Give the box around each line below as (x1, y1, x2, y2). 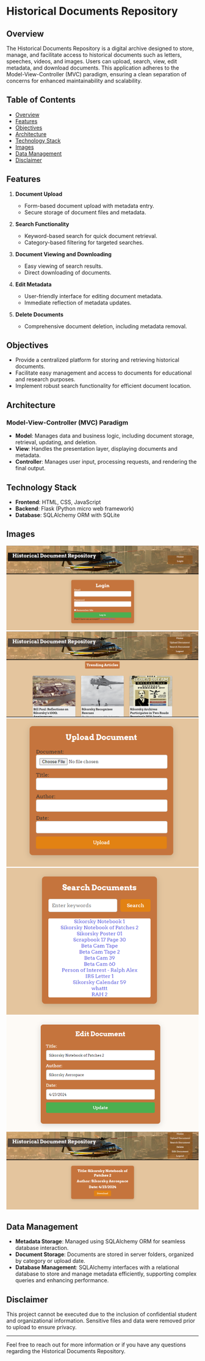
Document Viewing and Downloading (15, 250, 112, 257)
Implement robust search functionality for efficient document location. (15, 382, 192, 390)
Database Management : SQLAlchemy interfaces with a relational (15, 1264, 179, 1271)
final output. (15, 465, 46, 472)
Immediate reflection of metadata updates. (24, 299, 132, 306)
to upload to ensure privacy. (6, 1323, 77, 1330)
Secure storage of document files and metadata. (24, 209, 146, 216)
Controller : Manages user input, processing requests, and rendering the (15, 458, 197, 465)
